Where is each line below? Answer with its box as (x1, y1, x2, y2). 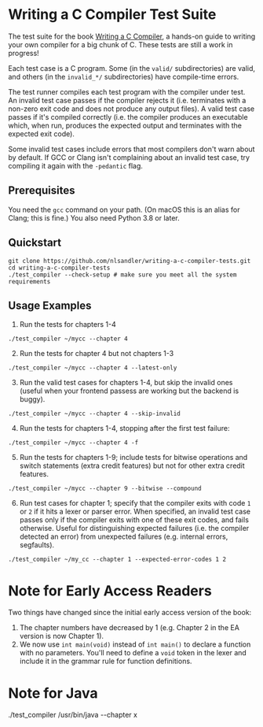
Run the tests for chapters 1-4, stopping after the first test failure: (19, 424, 230, 433)
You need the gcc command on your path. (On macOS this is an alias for (8, 205, 240, 214)
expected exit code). (8, 128, 75, 139)
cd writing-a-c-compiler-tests (8, 264, 111, 272)
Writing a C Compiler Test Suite (8, 6, 217, 24)
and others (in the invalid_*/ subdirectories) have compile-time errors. (8, 72, 239, 81)
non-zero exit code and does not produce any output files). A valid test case (8, 104, 255, 113)
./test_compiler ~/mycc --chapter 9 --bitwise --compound (8, 484, 202, 493)
